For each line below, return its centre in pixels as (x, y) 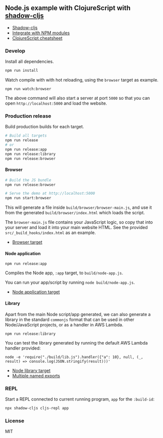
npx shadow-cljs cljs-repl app (37, 408)
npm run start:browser (28, 198)
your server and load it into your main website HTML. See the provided (76, 228)
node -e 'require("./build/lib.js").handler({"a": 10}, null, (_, (74, 357)
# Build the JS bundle (28, 180)
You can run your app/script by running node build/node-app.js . (70, 283)
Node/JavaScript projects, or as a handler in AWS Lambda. (64, 324)
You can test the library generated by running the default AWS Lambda (76, 343)
